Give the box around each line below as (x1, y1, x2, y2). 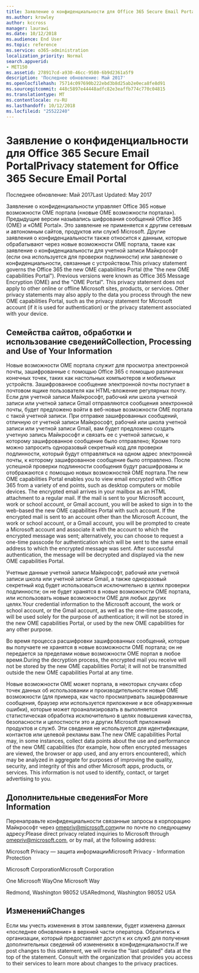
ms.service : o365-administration (6, 48, 89, 53)
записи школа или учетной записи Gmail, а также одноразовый (6, 575, 167, 582)
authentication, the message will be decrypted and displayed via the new (6, 551, 185, 559)
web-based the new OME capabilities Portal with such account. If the (6, 507, 175, 514)
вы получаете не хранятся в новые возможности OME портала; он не (6, 644, 182, 651)
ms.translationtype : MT (6, 92, 65, 97)
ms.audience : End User (6, 36, 62, 42)
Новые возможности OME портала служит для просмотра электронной (6, 362, 188, 369)
